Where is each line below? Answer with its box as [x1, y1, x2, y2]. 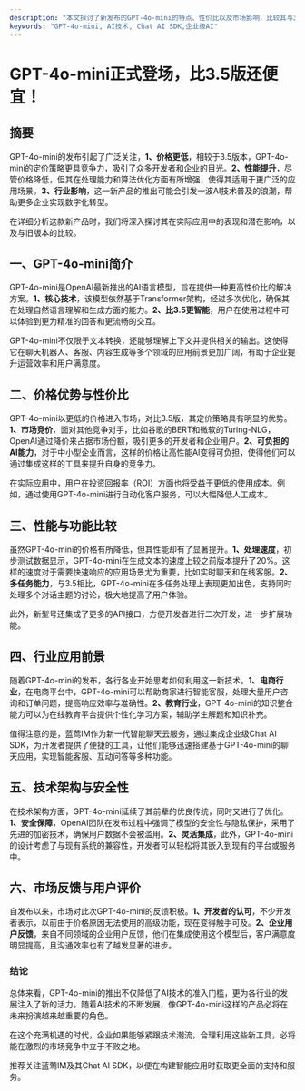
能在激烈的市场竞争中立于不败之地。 [9, 1040, 145, 1051]
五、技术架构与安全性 [9, 780, 129, 795]
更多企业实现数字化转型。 [16, 196, 113, 207]
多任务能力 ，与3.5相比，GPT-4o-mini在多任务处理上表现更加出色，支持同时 [9, 577, 292, 588]
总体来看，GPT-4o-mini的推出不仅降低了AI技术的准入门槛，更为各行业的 [9, 987, 280, 998]
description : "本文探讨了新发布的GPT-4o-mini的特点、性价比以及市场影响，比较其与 [9, 13, 294, 23]
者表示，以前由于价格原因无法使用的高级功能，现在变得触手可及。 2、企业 [9, 918, 285, 929]
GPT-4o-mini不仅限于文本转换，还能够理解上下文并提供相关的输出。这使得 [9, 335, 289, 346]
